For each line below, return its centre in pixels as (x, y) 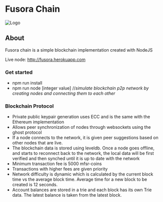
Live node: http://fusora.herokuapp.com (45, 59)
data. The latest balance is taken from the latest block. (67, 195)
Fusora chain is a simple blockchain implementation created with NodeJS (79, 50)
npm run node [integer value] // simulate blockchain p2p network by (81, 88)
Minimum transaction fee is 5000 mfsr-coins (57, 164)
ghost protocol (27, 132)
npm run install (27, 83)
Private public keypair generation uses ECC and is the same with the (81, 117)
